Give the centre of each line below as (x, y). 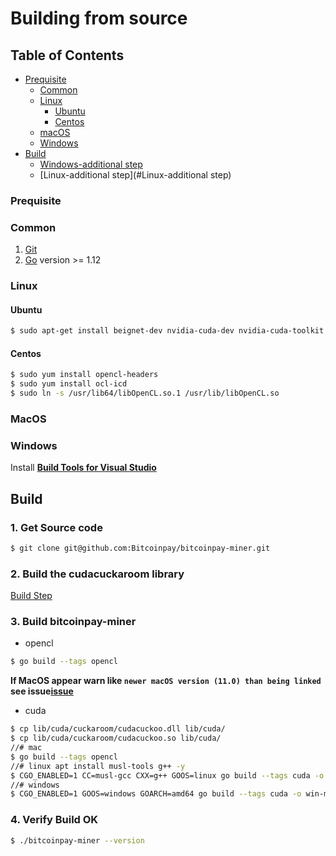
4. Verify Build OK (54, 820)
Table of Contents (67, 55)
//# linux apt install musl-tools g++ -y (98, 766)
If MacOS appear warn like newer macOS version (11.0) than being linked (166, 681)
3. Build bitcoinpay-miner (73, 622)
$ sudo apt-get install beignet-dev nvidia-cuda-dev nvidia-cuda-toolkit (167, 331)
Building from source (99, 18)
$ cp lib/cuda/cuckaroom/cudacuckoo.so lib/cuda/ (116, 738)
